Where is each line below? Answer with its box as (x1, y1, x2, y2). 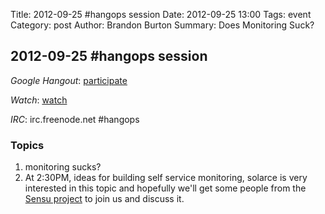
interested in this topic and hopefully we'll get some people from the (24, 182, 307, 194)
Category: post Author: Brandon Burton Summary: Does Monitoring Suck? (10, 19, 315, 31)
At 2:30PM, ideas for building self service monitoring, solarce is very (24, 172, 308, 184)
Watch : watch (10, 94, 68, 106)
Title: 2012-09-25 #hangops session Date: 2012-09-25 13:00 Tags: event (10, 9, 312, 20)
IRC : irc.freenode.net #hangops (10, 113, 140, 125)
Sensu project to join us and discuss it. (24, 193, 185, 205)
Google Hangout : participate (10, 74, 128, 86)
